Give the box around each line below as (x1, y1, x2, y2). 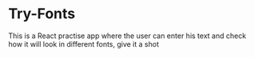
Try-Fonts (8, 5, 76, 23)
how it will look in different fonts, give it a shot (8, 39, 160, 48)
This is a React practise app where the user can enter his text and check (8, 31, 247, 40)
